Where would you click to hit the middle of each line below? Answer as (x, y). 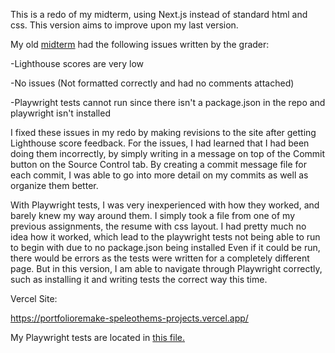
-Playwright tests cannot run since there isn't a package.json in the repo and (168, 102)
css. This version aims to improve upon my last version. (124, 25)
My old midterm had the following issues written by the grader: (140, 44)
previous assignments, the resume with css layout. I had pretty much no (158, 226)
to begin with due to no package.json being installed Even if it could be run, (165, 247)
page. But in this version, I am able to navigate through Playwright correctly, (166, 268)
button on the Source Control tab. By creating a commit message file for (158, 164)
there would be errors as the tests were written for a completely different (160, 258)
